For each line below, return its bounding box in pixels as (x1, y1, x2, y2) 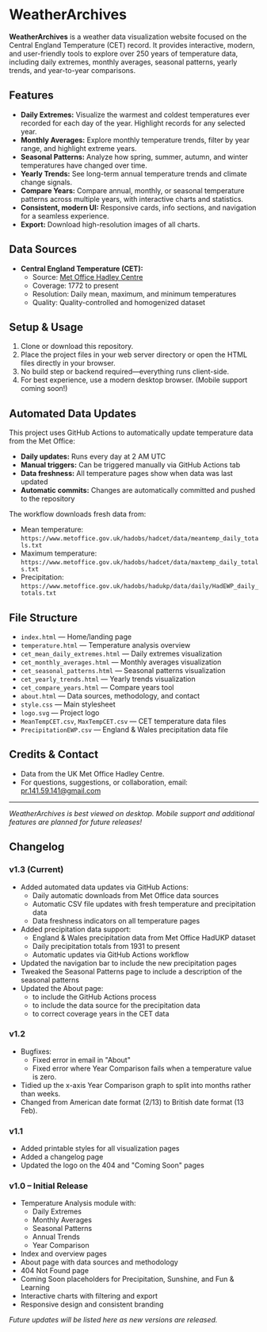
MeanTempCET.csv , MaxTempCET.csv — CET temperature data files (20, 717, 227, 726)
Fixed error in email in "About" (32, 1055, 132, 1064)
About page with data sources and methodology (20, 1257, 179, 1267)
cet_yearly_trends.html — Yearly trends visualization (20, 674, 196, 683)
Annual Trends (32, 1232, 80, 1241)
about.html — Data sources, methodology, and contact (20, 691, 200, 700)
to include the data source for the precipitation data (32, 1000, 200, 1010)
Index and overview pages (20, 1249, 108, 1259)
